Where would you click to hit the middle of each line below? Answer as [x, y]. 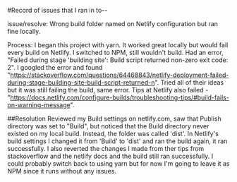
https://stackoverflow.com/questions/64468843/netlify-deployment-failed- [120, 75]
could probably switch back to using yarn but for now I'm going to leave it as [119, 164]
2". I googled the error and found [55, 67]
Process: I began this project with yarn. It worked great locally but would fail [118, 45]
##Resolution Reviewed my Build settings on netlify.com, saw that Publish [114, 119]
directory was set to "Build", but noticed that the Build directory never [108, 126]
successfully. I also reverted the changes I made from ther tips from [106, 148]
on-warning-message [39, 105]
